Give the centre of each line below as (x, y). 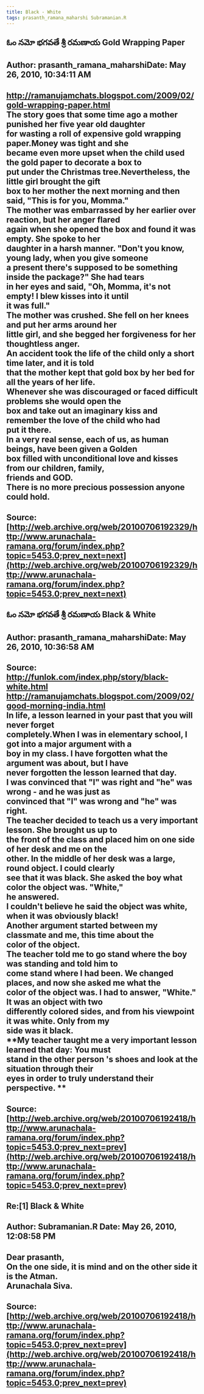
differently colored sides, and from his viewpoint (100, 1012)
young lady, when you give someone (77, 258)
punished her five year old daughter (76, 124)
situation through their (50, 1069)
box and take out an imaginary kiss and (82, 411)
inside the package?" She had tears (76, 277)
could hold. (28, 497)
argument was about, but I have (68, 763)
